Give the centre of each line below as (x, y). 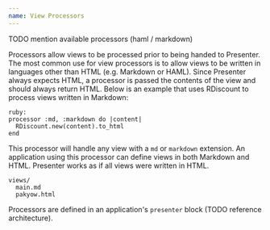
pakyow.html (36, 194)
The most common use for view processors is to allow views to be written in (135, 63)
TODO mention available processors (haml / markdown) (101, 39)
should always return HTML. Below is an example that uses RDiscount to (129, 89)
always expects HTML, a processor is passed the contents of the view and (132, 80)
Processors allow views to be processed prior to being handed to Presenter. (134, 54)
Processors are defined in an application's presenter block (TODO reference (135, 209)
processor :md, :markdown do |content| (75, 119)
